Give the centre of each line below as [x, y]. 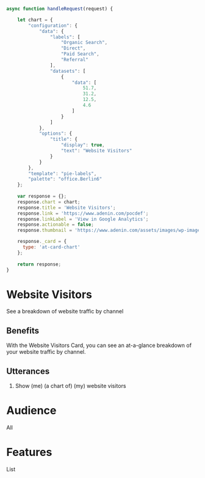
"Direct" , [73, 48]
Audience [31, 411]
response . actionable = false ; [56, 225]
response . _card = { [42, 242]
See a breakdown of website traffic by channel [65, 312]
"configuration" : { [53, 25]
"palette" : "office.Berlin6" [65, 179]
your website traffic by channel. [46, 352]
